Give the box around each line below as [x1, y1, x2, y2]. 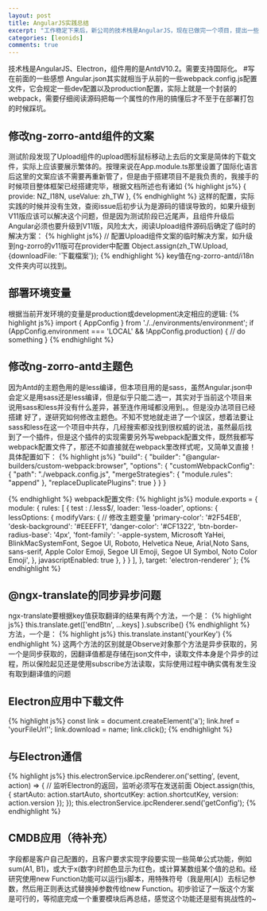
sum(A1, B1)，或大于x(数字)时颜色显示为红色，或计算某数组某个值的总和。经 [8, 863, 257, 874]
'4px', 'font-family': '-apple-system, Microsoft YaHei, [53, 530, 226, 539]
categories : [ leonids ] [8, 33, 83, 42]
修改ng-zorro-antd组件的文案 [8, 129, 155, 143]
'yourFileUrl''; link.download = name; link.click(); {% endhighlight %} [8, 724, 233, 735]
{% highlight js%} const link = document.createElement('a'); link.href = [8, 716, 241, 726]
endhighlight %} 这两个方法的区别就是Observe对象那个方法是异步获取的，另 [8, 639, 258, 649]
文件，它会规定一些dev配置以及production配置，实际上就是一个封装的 [8, 84, 237, 94]
